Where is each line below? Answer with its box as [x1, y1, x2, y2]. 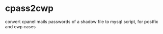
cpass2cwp [5, 3, 54, 14]
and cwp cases [5, 23, 36, 29]
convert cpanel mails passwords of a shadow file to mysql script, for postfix [5, 19, 159, 24]
